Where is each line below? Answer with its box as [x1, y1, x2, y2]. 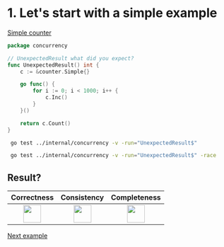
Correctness [11, 193, 54, 202]
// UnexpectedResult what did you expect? [7, 54, 134, 62]
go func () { [20, 81, 55, 88]
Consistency [60, 193, 105, 202]
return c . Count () [20, 120, 71, 127]
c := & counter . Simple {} [20, 68, 90, 75]
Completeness [110, 193, 161, 202]
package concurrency [7, 42, 69, 49]
